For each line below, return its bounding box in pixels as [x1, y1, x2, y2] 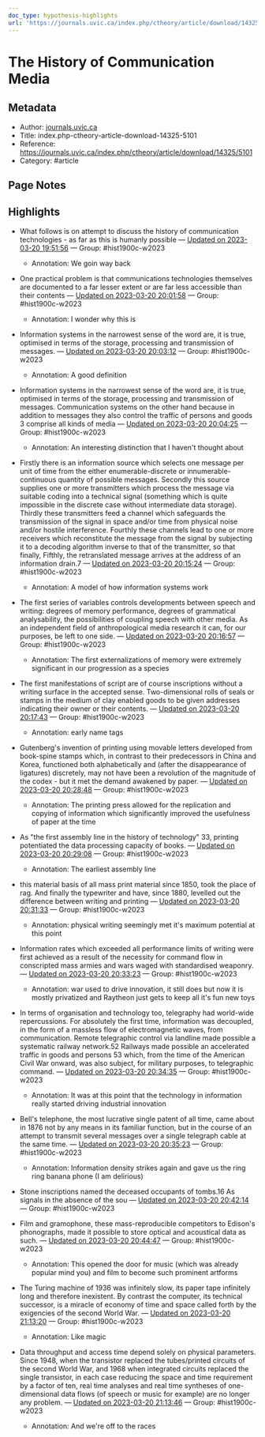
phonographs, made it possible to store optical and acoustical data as [19, 1227, 246, 1236]
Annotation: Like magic [31, 1332, 106, 1341]
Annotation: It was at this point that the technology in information [31, 1090, 243, 1100]
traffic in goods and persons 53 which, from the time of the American [19, 1050, 245, 1059]
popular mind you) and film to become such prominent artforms [31, 1267, 238, 1277]
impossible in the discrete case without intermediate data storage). [19, 499, 237, 510]
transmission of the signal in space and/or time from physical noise [19, 517, 238, 526]
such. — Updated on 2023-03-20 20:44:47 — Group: [19, 1236, 194, 1245]
